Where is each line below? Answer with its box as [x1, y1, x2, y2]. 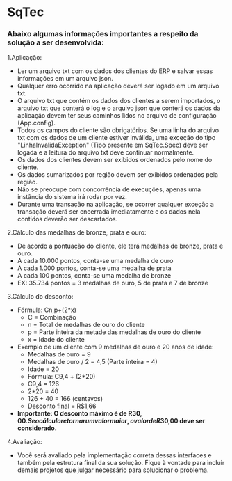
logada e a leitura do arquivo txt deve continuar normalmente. [17, 148, 194, 157]
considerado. [17, 424, 57, 432]
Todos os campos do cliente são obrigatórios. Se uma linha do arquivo [17, 126, 219, 134]
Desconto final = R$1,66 [27, 402, 97, 411]
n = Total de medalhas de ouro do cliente [27, 321, 146, 329]
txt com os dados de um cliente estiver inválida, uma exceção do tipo [17, 134, 216, 142]
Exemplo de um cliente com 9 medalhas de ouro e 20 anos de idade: [17, 342, 214, 352]
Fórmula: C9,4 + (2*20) [27, 372, 96, 381]
